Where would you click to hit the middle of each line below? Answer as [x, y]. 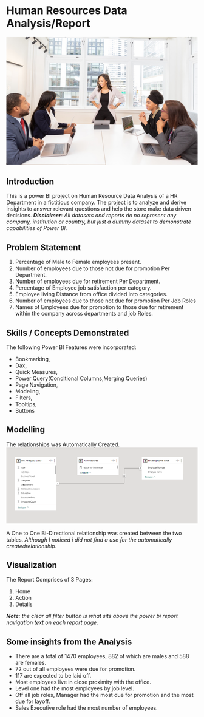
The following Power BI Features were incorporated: [71, 347]
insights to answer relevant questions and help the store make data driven [99, 209]
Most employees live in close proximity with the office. [83, 682]
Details [24, 604]
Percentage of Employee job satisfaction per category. [83, 288]
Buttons [25, 411]
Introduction [30, 182]
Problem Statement [44, 247]
